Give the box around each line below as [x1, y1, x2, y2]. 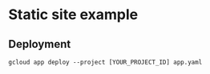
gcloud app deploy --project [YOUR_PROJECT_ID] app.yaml [8, 58, 203, 66]
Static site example [8, 6, 139, 24]
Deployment [8, 37, 71, 51]
